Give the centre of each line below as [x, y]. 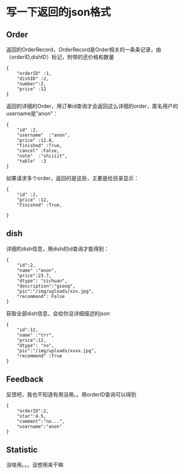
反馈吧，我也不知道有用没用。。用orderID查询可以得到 [71, 394]
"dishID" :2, [33, 79]
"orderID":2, [33, 411]
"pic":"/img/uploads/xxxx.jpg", [57, 351]
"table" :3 [31, 161]
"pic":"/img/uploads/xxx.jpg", [55, 291]
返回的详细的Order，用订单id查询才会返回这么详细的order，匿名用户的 [92, 106]
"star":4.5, [31, 416]
